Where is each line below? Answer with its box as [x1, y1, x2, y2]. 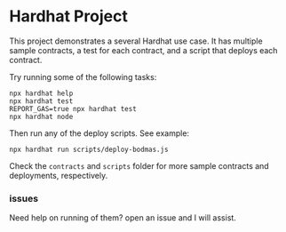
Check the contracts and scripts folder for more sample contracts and [9, 160, 269, 171]
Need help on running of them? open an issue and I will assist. [9, 212, 237, 223]
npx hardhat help [9, 89, 74, 98]
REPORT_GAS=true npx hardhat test [9, 104, 138, 113]
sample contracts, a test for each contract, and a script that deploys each [9, 44, 278, 55]
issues [9, 192, 38, 204]
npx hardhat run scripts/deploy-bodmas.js [9, 145, 169, 154]
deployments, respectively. [9, 170, 108, 180]
